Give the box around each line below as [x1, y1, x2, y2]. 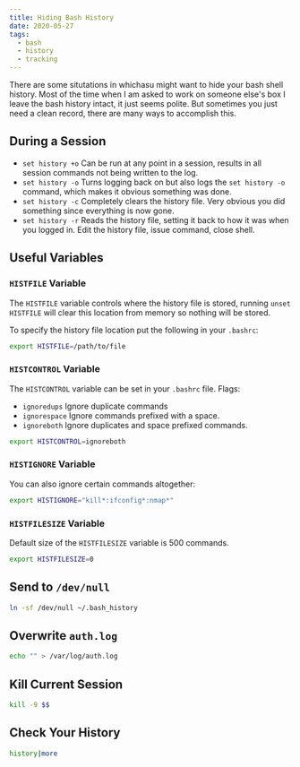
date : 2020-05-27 [9, 22, 74, 30]
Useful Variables [9, 250, 105, 265]
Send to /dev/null [9, 580, 110, 595]
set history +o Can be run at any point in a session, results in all [21, 158, 262, 168]
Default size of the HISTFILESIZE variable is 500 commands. [9, 538, 230, 548]
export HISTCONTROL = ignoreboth [9, 436, 126, 446]
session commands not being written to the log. [21, 167, 199, 177]
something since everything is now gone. [21, 205, 175, 216]
